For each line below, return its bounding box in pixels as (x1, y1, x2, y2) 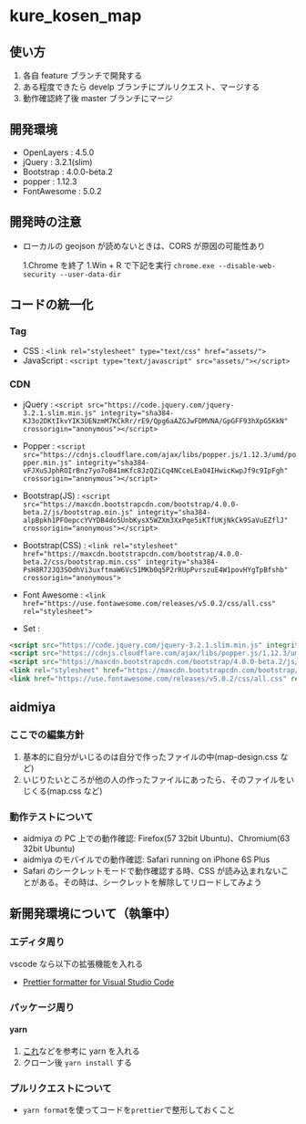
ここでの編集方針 (9, 729, 85, 742)
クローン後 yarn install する (22, 1056, 132, 1067)
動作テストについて (9, 810, 94, 823)
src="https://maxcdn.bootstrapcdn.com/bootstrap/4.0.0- (22, 499, 240, 509)
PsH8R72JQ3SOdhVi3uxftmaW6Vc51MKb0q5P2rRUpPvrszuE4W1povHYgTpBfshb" (22, 565, 289, 575)
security (22, 270, 56, 279)
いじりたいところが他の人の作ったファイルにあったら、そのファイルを (22, 774, 287, 785)
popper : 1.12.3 (22, 175, 77, 187)
